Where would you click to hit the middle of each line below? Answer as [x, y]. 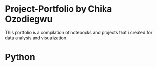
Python [20, 57]
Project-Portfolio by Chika [59, 9]
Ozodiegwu [29, 19]
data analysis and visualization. [36, 38]
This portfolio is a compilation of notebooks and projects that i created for [79, 32]
